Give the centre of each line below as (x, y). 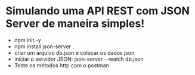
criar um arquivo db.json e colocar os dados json (74, 52)
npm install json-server (43, 46)
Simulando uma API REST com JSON (98, 11)
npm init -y (27, 40)
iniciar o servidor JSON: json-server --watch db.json (79, 59)
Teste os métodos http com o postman (62, 65)
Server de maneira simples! (75, 24)
